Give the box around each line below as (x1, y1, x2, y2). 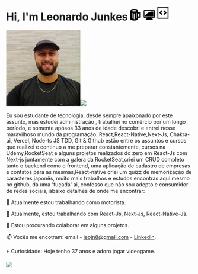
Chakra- (170, 130, 190, 138)
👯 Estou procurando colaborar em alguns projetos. (6, 221, 129, 228)
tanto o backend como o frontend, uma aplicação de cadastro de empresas (6, 162, 191, 169)
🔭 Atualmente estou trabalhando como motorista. (6, 198, 126, 206)
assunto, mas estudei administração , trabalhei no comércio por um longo (6, 118, 186, 125)
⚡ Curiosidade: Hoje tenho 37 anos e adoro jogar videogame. (6, 247, 155, 254)
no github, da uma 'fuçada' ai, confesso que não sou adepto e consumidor (6, 180, 189, 188)
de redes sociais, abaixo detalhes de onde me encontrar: (6, 187, 145, 194)
